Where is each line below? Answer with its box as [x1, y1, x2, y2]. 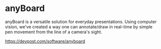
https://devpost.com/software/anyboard [5, 38, 85, 44]
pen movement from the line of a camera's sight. [5, 29, 102, 35]
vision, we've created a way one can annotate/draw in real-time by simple [5, 24, 153, 29]
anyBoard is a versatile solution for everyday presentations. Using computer [5, 19, 157, 24]
